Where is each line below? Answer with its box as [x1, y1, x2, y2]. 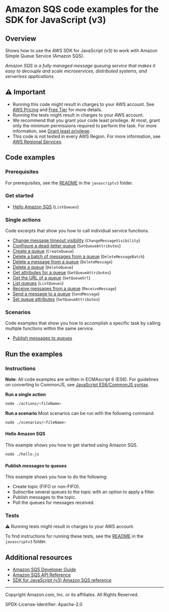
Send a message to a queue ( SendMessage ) [12, 291, 100, 297]
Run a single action [5, 391, 46, 398]
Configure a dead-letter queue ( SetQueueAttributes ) [12, 243, 121, 249]
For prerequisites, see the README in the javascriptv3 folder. [5, 180, 133, 186]
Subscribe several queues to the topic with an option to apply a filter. [12, 489, 155, 495]
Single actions [5, 216, 41, 223]
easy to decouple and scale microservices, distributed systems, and [5, 68, 147, 74]
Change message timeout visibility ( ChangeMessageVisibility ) [12, 237, 140, 243]
